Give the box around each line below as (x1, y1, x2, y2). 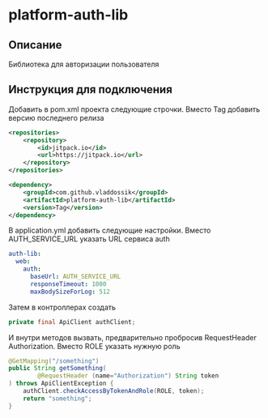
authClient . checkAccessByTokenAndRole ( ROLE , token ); (23, 387, 205, 395)
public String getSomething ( (8, 365, 107, 373)
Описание (8, 38, 62, 52)
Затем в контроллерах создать (8, 302, 116, 312)
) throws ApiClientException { (8, 379, 114, 388)
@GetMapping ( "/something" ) (8, 356, 100, 365)
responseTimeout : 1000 (29, 279, 107, 288)
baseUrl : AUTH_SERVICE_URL (29, 273, 121, 281)
